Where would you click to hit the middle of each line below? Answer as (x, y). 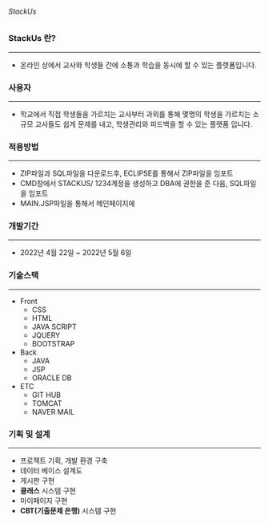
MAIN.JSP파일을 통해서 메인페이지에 (77, 204)
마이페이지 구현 (44, 501)
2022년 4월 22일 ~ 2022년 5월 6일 (76, 253)
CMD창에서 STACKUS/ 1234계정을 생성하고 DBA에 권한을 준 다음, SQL (132, 184)
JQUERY (46, 335)
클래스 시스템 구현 (48, 491)
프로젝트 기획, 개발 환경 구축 (64, 460)
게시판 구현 (37, 480)
